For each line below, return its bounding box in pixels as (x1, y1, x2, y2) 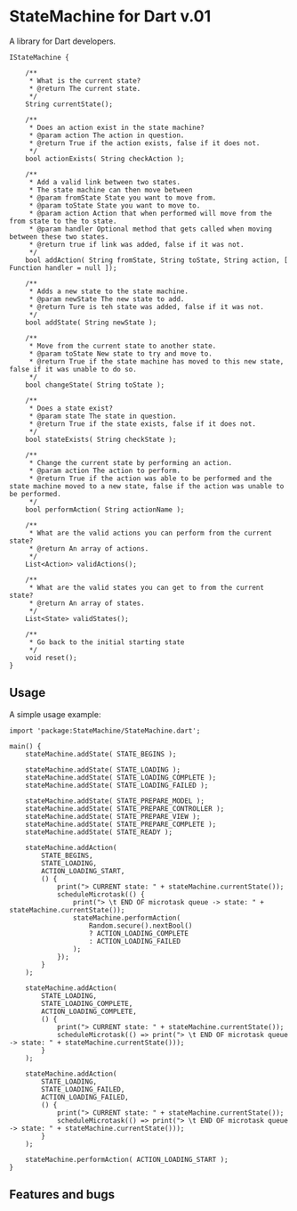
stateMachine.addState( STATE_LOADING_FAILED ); (25, 781, 209, 790)
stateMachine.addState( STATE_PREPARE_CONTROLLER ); (25, 804, 225, 813)
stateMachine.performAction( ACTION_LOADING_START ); (25, 1155, 229, 1164)
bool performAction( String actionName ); (25, 505, 185, 514)
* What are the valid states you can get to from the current (28, 583, 265, 592)
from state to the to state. (9, 217, 117, 225)
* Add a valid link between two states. (28, 177, 181, 186)
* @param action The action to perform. (28, 466, 181, 475)
